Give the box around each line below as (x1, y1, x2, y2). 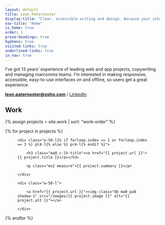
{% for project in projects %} (5, 128, 63, 134)
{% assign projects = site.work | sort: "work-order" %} (5, 119, 115, 125)
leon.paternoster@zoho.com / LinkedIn (5, 91, 87, 97)
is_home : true (5, 26, 34, 30)
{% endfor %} (5, 215, 33, 221)
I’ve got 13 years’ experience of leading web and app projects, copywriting (5, 66, 156, 72)
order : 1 (5, 30, 23, 35)
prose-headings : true (5, 35, 50, 40)
